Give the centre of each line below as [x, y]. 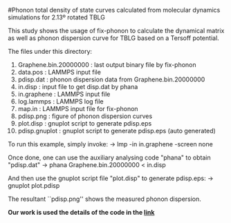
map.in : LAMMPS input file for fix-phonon [78, 109]
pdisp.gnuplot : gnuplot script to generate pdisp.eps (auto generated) [117, 131]
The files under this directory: [50, 51]
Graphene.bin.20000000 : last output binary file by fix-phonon [107, 65]
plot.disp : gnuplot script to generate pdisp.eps [85, 123]
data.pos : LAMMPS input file [59, 72]
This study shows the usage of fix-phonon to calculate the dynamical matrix [116, 31]
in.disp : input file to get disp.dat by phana [78, 87]
